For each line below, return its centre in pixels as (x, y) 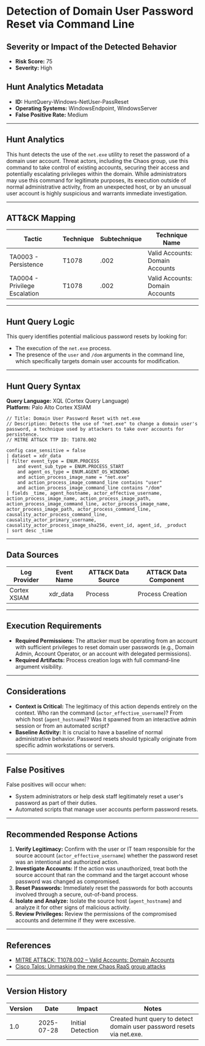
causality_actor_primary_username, (52, 520)
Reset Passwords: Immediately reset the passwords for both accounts (104, 888)
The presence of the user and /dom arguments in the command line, (100, 355)
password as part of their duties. (56, 803)
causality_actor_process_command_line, (57, 515)
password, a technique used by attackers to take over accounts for (95, 429)
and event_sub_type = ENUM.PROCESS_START (70, 467)
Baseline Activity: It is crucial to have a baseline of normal (89, 732)
